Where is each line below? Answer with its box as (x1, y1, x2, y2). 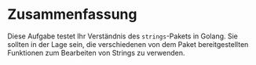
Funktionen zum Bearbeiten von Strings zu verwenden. (7, 48, 185, 57)
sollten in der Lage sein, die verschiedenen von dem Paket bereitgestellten (7, 39, 249, 49)
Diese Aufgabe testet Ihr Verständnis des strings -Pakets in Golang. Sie (7, 31, 239, 41)
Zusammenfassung (7, 5, 137, 23)
